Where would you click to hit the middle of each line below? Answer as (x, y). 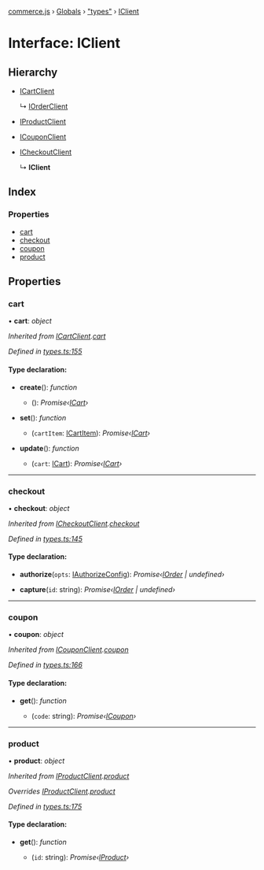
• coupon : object (36, 635)
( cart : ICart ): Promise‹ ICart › (77, 463)
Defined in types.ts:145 (45, 539)
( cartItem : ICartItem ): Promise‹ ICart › (91, 433)
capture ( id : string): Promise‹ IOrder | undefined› (97, 590)
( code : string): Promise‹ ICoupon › (84, 716)
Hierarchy (33, 72)
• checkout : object (39, 508)
